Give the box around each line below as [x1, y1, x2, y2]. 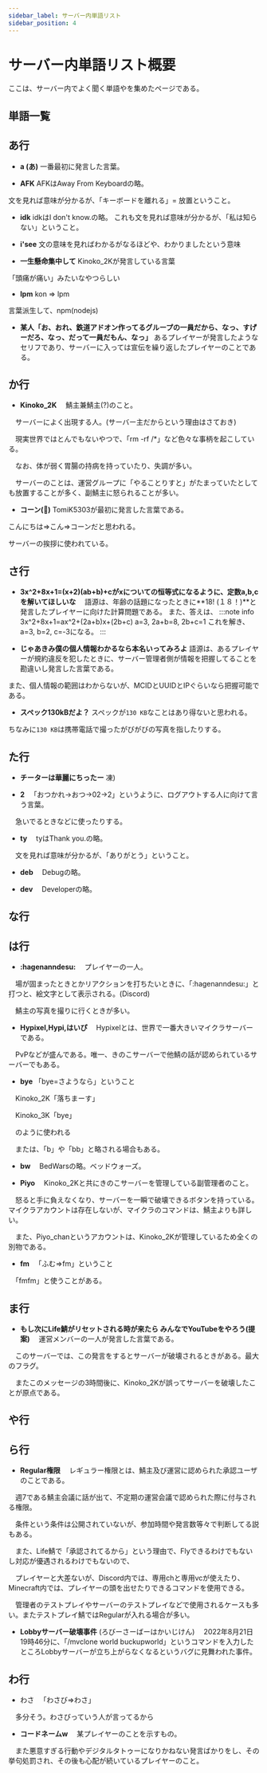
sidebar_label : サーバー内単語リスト [8, 11, 122, 20]
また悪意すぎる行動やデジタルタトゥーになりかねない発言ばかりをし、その [14, 1746, 260, 1755]
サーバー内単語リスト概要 [8, 56, 176, 74]
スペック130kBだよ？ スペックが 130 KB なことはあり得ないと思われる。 [19, 708, 252, 717]
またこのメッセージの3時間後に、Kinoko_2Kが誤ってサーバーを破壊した [14, 1378, 249, 1387]
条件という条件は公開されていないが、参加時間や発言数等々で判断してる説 [14, 1520, 259, 1529]
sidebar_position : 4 [8, 19, 77, 27]
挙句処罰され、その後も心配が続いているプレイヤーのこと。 [8, 1756, 204, 1766]
